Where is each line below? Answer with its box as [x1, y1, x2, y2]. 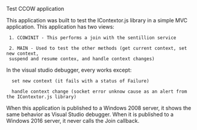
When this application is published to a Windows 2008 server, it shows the [6, 105, 192, 111]
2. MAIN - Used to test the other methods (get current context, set [8, 45, 187, 51]
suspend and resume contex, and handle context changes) [8, 56, 155, 62]
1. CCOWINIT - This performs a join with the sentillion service [8, 35, 177, 41]
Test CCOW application [6, 5, 64, 12]
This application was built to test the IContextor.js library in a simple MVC [6, 17, 188, 23]
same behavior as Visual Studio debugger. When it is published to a [6, 111, 174, 118]
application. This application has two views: [6, 23, 114, 30]
